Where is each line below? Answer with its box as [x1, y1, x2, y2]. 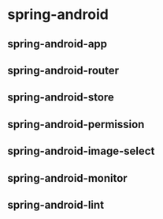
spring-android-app [7, 37, 108, 51]
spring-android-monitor [7, 172, 128, 185]
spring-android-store [7, 91, 115, 104]
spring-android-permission [7, 117, 145, 131]
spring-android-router [7, 63, 120, 77]
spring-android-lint [7, 198, 104, 211]
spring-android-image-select [7, 145, 155, 158]
